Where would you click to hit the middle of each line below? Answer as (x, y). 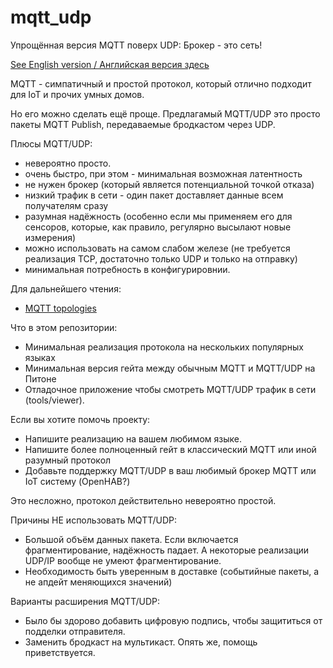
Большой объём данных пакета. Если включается (131, 539)
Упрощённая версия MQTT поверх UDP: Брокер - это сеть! (136, 45)
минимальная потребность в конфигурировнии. (127, 269)
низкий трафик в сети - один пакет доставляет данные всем (154, 195)
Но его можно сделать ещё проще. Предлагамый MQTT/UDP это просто (165, 113)
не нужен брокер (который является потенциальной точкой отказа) (169, 184)
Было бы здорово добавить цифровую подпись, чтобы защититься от (173, 620)
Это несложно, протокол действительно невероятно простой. (143, 500)
